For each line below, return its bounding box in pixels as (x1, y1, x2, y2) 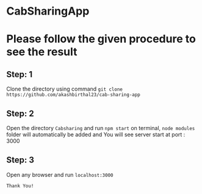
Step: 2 (6, 108, 35, 119)
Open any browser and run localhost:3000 (6, 171, 114, 178)
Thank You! (6, 182, 34, 189)
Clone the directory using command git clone (6, 85, 123, 92)
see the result (6, 45, 78, 59)
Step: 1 (6, 69, 33, 80)
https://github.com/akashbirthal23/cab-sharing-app (6, 92, 140, 98)
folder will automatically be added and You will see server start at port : (6, 131, 186, 138)
